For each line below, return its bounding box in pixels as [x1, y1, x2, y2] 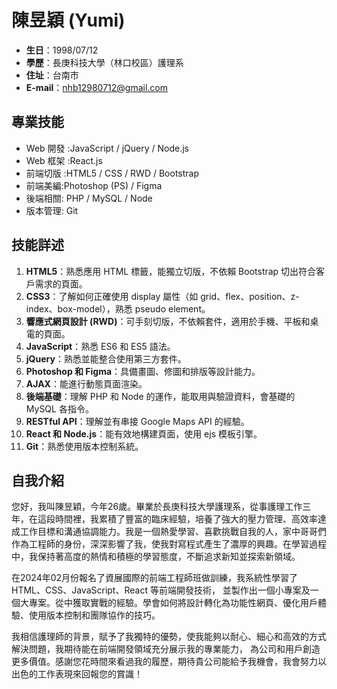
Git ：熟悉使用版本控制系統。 [25, 440, 144, 452]
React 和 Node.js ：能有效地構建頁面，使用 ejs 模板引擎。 [25, 427, 263, 440]
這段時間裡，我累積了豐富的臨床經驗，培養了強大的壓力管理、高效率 [37, 513, 318, 525]
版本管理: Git [25, 204, 79, 216]
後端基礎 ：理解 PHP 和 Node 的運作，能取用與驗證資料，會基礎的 [25, 390, 296, 402]
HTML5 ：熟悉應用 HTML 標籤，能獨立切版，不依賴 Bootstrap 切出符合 [25, 265, 317, 277]
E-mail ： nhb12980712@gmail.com [25, 81, 168, 93]
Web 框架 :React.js [25, 154, 103, 166]
